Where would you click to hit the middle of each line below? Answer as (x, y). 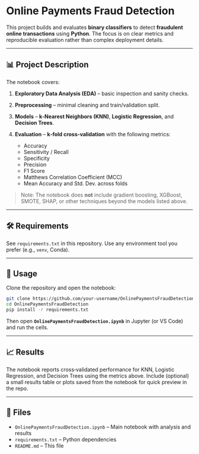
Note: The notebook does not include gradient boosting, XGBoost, (101, 195)
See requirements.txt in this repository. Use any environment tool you (92, 243)
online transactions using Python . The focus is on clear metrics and (90, 33)
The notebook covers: (33, 82)
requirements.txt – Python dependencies (65, 439)
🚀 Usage (22, 273)
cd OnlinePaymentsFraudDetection (47, 304)
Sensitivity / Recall (46, 152)
